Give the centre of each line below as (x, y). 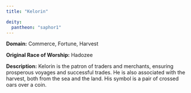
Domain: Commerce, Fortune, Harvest (52, 44)
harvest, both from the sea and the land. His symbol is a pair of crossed (93, 78)
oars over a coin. (26, 85)
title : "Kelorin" (27, 11)
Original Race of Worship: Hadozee (50, 55)
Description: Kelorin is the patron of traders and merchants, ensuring (90, 66)
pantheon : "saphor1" (36, 27)
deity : (14, 22)
